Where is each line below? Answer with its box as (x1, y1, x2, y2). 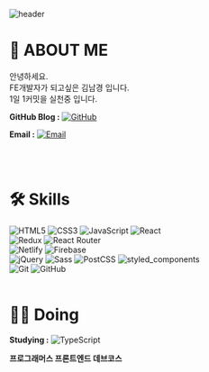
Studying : (9, 334, 50, 345)
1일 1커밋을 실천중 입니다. (9, 93, 98, 104)
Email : (9, 129, 35, 140)
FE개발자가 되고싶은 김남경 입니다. (9, 82, 130, 93)
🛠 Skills (9, 189, 70, 210)
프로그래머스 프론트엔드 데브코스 (9, 352, 123, 364)
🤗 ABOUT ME (9, 41, 108, 60)
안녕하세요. (9, 70, 49, 81)
